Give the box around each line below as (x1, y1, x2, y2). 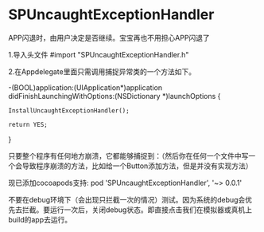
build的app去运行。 (8, 214, 72, 224)
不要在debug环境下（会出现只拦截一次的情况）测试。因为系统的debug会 (8, 195, 246, 204)
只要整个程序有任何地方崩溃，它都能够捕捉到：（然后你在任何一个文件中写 (8, 151, 249, 160)
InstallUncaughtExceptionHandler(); (8, 106, 130, 115)
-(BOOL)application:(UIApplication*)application (8, 82, 163, 92)
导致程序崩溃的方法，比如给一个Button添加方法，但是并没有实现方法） (21, 161, 253, 171)
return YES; (8, 120, 48, 128)
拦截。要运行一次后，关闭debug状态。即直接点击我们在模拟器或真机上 (21, 205, 253, 214)
